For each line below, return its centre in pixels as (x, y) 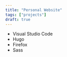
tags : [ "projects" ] (26, 15)
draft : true (18, 19)
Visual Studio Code (33, 34)
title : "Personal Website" (34, 10)
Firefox (20, 45)
